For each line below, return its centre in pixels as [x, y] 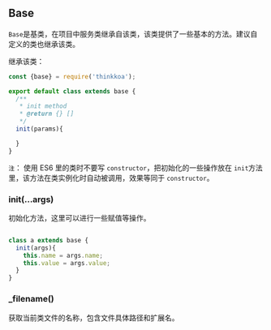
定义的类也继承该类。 [44, 44]
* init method [43, 106]
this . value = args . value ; [67, 263]
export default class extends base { [72, 91]
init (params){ [39, 129]
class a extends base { [49, 240]
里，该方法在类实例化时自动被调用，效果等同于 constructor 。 [111, 178]
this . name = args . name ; [63, 255]
